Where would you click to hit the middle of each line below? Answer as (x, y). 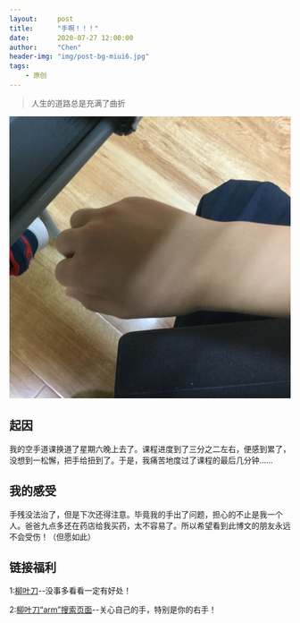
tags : (19, 66)
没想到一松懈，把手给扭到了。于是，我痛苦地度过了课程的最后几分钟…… (142, 460)
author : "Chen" (46, 47)
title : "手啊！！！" (54, 28)
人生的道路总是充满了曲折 (78, 103)
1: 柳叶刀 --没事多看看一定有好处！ (71, 591)
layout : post (42, 19)
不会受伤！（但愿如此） (52, 536)
